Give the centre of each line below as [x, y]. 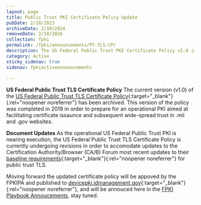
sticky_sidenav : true [33, 62]
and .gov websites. [29, 122]
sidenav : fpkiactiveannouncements [49, 67]
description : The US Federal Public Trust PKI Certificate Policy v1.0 [97, 51]
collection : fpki [28, 39]
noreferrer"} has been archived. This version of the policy [118, 103]
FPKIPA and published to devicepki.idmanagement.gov [74, 183]
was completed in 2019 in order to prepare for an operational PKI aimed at [97, 109]
